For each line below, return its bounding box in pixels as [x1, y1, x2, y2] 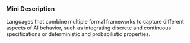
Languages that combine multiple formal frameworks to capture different [6, 18, 184, 25]
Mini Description [6, 5, 55, 13]
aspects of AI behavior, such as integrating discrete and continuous [6, 24, 172, 31]
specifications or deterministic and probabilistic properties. [6, 31, 151, 38]
